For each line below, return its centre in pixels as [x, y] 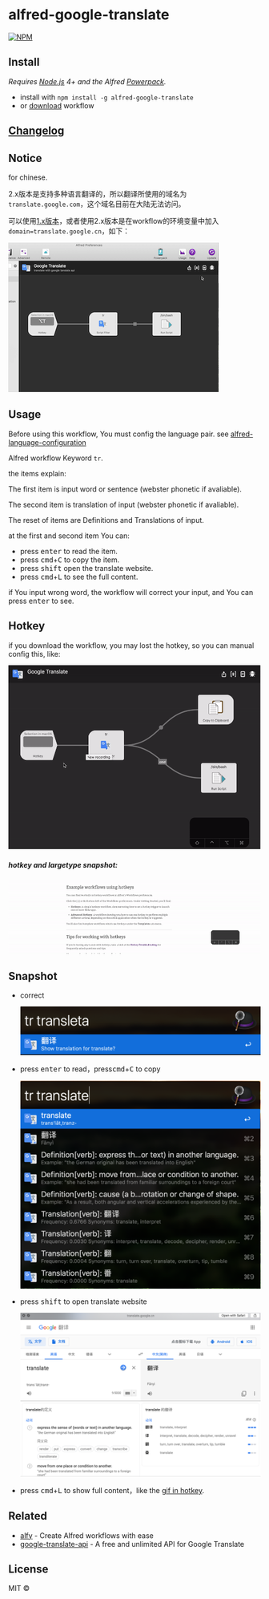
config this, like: [34, 654]
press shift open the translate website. [86, 568]
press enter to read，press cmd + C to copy [90, 1069]
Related [28, 1516]
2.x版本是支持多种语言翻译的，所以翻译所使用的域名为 [98, 193]
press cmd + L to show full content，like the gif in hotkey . [112, 1490]
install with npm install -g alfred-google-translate [106, 97]
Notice [25, 158]
